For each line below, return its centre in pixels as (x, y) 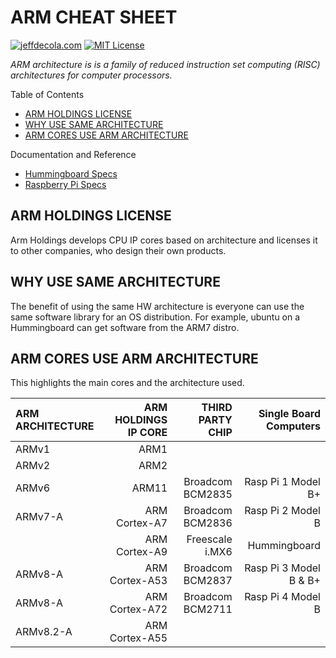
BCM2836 (208, 523)
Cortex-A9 (142, 552)
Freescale (209, 539)
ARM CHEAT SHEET (94, 17)
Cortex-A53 (138, 581)
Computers (293, 426)
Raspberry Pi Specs (65, 184)
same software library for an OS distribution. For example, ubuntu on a (155, 317)
